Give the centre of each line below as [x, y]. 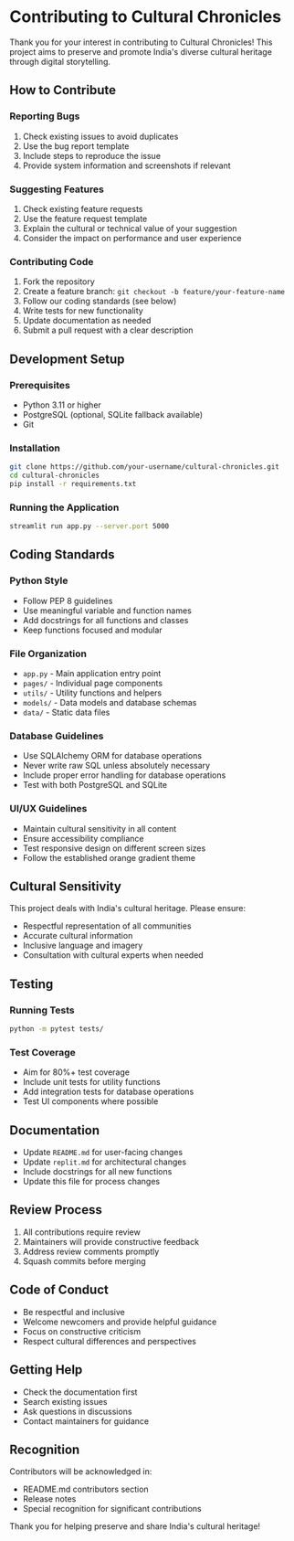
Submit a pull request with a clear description [108, 330]
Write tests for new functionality [83, 311]
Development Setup [67, 359]
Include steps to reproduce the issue [92, 155]
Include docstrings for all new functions [97, 1172]
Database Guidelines [57, 736]
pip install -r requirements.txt [73, 484]
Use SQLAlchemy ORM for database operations [112, 756]
